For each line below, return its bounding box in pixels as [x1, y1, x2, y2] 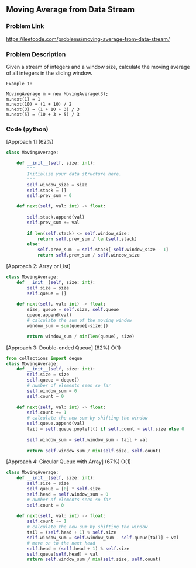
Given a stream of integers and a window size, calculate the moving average [6, 63, 190, 70]
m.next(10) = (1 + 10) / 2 [6, 101, 72, 107]
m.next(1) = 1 [6, 96, 41, 102]
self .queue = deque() [27, 377, 80, 383]
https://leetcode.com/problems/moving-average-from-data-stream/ [6, 35, 170, 43]
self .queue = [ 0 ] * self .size [27, 486, 101, 492]
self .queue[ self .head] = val [27, 551, 98, 557]
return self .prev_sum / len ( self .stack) [37, 236, 137, 242]
